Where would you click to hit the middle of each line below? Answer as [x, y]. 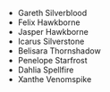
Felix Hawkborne [49, 22]
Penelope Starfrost [52, 60]
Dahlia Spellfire [46, 70]
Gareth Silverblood [52, 13]
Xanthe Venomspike [55, 79]
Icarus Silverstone [51, 41]
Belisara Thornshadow [59, 51]
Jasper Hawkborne [53, 32]
